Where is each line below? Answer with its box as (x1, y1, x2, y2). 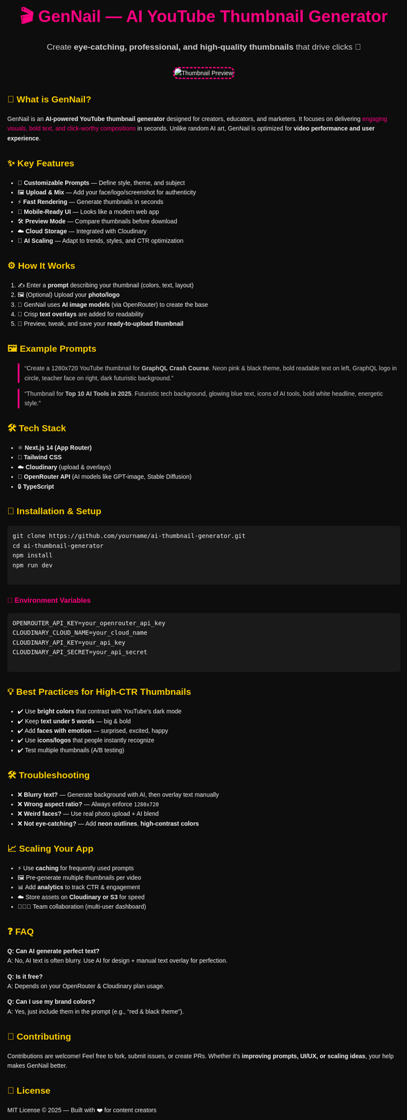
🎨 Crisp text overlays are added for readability (17, 310, 144, 318)
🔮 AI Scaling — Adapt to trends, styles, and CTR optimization (17, 236, 184, 245)
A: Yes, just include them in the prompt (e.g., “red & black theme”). (7, 1007, 184, 1016)
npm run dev (12, 561, 53, 569)
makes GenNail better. (7, 1062, 68, 1070)
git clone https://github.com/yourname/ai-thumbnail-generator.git (12, 532, 246, 540)
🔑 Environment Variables (7, 596, 91, 605)
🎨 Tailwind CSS (17, 454, 62, 461)
